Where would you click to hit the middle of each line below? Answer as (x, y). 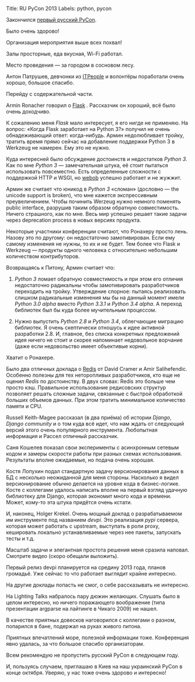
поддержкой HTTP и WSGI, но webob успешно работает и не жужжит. (94, 178)
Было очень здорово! (33, 31)
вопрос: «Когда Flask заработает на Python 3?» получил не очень (88, 129)
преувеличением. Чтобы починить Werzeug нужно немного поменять (93, 201)
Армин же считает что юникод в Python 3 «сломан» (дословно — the (93, 189)
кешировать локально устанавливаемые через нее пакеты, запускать (94, 532)
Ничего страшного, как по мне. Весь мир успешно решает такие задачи (96, 214)
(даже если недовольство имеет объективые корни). (81, 346)
